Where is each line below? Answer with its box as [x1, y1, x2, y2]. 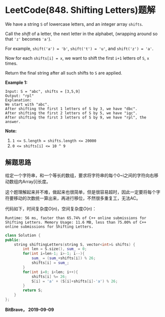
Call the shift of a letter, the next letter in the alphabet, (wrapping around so [5, 31, 158, 37]
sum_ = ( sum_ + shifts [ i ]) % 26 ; [31, 256, 96, 261]
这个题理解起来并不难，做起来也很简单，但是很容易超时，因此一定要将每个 [5, 189, 156, 195]
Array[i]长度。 [22, 178, 51, 184]
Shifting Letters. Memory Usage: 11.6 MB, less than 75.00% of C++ [5, 220, 147, 225]
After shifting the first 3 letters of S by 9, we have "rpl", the [5, 115, 147, 120]
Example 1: [5, 79, 28, 85]
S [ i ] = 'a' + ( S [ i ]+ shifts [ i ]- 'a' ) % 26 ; [31, 278, 118, 284]
